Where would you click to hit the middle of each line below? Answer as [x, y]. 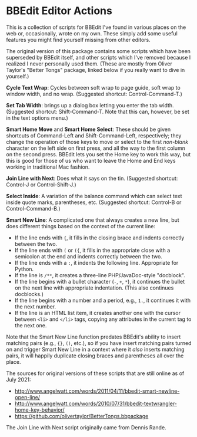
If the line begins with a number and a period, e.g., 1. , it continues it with [103, 300]
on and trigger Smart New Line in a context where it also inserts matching [95, 349]
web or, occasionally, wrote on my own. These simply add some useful [92, 33]
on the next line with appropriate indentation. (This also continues [94, 288]
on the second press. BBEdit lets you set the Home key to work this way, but [98, 154]
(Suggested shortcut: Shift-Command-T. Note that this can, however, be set [98, 111]
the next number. [35, 306]
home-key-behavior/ [39, 410]
